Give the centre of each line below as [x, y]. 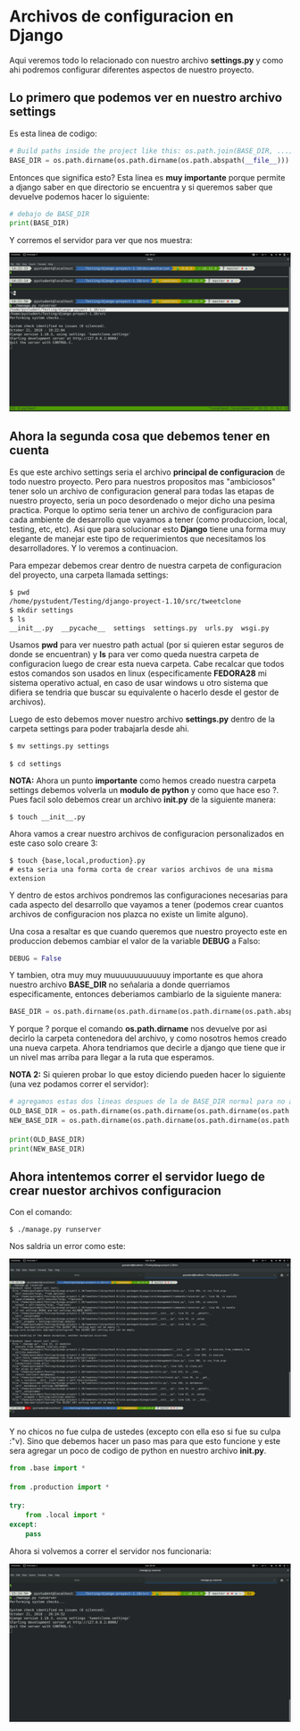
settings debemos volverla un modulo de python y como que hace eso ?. [144, 790]
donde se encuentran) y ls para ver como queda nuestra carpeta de [134, 654]
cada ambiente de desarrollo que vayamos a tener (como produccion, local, [149, 519]
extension [28, 878]
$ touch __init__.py [48, 817]
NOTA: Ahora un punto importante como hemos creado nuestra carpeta [143, 781]
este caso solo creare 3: [54, 843]
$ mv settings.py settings [59, 746]
